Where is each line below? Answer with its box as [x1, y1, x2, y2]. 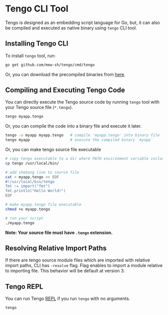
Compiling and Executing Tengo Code [5, 86, 125, 94]
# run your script [5, 215, 43, 220]
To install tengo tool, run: [5, 52, 56, 58]
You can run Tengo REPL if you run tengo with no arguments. [5, 295, 130, 301]
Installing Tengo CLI [5, 39, 68, 48]
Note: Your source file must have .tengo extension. [5, 229, 113, 235]
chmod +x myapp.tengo [5, 206, 50, 211]
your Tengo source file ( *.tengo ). [5, 104, 73, 110]
